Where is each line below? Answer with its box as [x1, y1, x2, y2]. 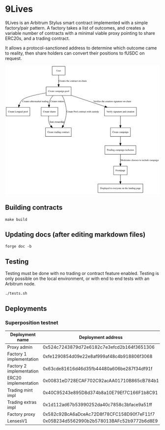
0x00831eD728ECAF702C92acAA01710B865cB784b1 [42, 377, 159, 383]
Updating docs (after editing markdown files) [5, 230, 146, 239]
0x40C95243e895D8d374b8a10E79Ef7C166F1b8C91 [42, 390, 158, 396]
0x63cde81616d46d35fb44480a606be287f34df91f [42, 366, 153, 371]
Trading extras [7, 399, 37, 405]
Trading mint [7, 387, 33, 393]
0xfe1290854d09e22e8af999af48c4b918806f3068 [42, 353, 153, 360]
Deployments [5, 304, 47, 313]
